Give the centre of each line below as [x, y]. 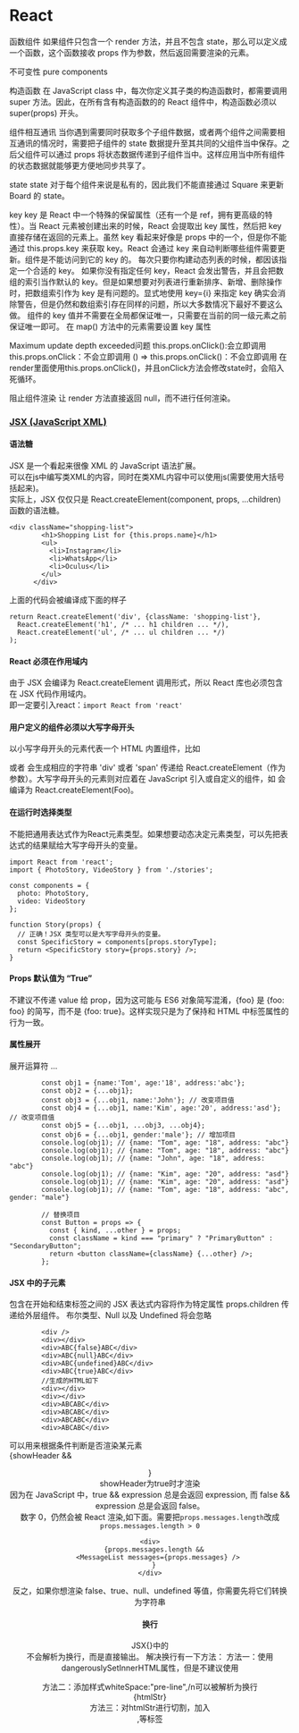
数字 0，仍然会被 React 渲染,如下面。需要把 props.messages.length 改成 [150, 1517]
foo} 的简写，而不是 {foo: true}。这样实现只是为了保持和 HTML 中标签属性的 [149, 1010]
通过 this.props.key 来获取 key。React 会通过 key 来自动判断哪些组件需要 [144, 248]
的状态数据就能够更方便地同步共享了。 [79, 165]
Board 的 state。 [39, 195]
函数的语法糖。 [37, 511]
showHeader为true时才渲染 [150, 1484]
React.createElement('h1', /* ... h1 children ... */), [123, 625]
